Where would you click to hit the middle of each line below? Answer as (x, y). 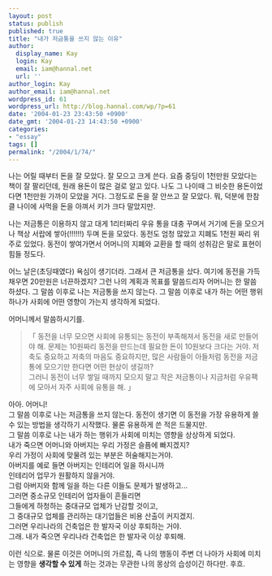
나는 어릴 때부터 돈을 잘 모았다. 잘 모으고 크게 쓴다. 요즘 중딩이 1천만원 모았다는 (133, 176)
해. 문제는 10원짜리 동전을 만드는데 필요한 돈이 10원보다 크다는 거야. (144, 347)
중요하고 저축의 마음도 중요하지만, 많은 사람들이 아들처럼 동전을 (143, 357)
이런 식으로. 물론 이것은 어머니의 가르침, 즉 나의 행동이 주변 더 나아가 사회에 (127, 554)
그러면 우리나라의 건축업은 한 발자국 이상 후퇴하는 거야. (95, 526)
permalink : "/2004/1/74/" (52, 152)
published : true (36, 31)
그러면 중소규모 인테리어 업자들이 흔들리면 (75, 496)
